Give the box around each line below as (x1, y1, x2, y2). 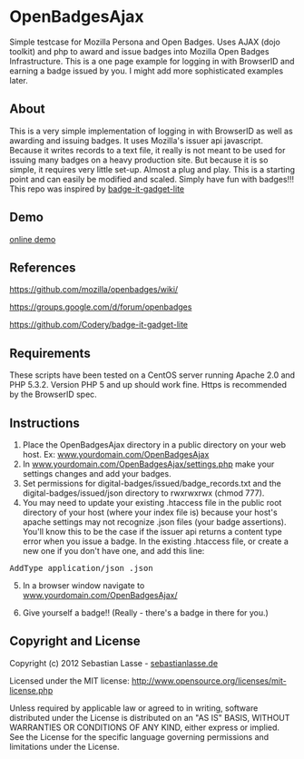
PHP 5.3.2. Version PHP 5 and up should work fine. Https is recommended (9, 379, 288, 390)
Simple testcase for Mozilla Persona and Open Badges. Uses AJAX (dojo (9, 36, 281, 47)
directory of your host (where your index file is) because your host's (22, 507, 279, 517)
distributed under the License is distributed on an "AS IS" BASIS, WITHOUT (9, 712, 290, 723)
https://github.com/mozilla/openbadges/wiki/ (9, 284, 179, 295)
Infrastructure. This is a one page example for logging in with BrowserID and (9, 55, 295, 66)
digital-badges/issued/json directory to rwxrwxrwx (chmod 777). (22, 488, 265, 498)
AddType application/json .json (9, 563, 153, 573)
